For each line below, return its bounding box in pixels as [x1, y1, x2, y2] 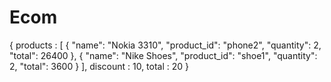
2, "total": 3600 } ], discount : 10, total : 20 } [9, 60, 190, 72]
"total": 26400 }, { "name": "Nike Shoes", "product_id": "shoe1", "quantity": [9, 49, 318, 61]
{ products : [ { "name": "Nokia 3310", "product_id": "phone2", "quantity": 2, [9, 39, 322, 51]
